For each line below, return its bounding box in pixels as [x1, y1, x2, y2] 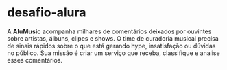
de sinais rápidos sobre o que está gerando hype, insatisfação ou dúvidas [7, 41, 216, 50]
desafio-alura [7, 5, 87, 20]
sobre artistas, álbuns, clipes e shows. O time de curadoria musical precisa [7, 34, 219, 42]
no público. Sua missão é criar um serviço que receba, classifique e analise [7, 49, 221, 57]
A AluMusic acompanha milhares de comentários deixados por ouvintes [7, 27, 212, 35]
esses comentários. [7, 56, 63, 64]
